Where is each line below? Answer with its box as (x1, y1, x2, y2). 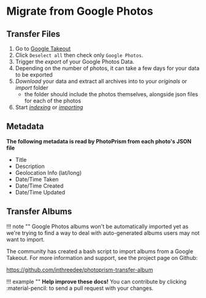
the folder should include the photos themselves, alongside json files (24, 91, 198, 97)
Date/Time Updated (15, 188, 66, 196)
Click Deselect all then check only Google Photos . (15, 52, 143, 59)
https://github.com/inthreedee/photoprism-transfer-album (6, 266, 153, 273)
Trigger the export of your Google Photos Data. (15, 58, 135, 65)
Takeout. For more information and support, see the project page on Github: (6, 254, 198, 261)
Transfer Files (6, 29, 61, 39)
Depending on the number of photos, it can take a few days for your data (15, 64, 200, 72)
